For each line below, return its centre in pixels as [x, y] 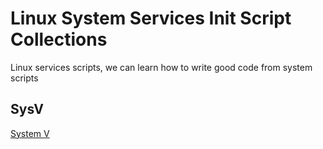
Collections [59, 39]
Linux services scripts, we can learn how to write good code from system [161, 67]
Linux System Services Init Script [151, 18]
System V [30, 133]
